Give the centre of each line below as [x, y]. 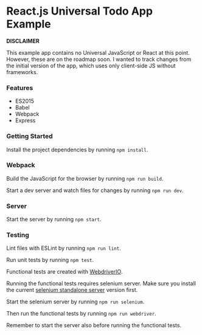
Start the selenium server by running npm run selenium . [75, 302]
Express [25, 120]
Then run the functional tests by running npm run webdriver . [81, 314]
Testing [18, 235]
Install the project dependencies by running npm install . [77, 150]
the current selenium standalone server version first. [72, 290]
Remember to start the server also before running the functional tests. [94, 325]
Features [20, 88]
